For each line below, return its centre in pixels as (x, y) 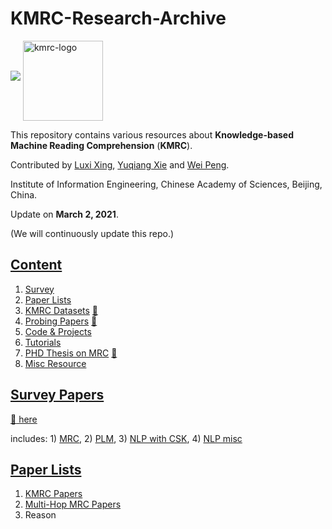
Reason (40, 515)
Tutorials (43, 342)
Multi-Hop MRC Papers (73, 504)
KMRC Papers (53, 494)
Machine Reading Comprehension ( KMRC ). (101, 145)
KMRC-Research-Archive (118, 18)
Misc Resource (55, 363)
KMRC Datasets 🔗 (61, 310)
